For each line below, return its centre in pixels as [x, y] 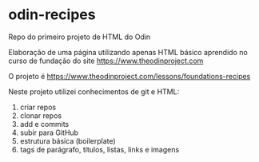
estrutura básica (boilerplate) [68, 140]
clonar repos [41, 115]
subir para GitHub [49, 132]
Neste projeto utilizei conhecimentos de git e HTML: [94, 91]
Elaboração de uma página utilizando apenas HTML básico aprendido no [128, 52]
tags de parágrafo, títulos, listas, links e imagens [100, 149]
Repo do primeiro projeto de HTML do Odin [80, 37]
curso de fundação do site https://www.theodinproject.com [106, 61]
